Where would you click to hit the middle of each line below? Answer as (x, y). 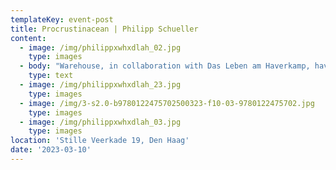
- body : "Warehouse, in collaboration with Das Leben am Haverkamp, (165, 66)
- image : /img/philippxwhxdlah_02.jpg (100, 47)
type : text (51, 76)
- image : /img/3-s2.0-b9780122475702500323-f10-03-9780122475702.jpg (167, 103)
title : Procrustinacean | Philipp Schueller (104, 29)
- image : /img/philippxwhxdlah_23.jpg (100, 85)
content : (28, 38)
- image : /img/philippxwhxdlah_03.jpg (100, 122)
